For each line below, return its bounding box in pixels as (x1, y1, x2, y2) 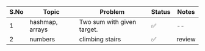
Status (151, 8, 171, 16)
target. (79, 25, 98, 34)
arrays (29, 25, 48, 34)
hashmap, (29, 18, 58, 26)
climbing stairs (79, 35, 121, 43)
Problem (99, 8, 125, 16)
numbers (29, 35, 56, 43)
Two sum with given (79, 18, 137, 26)
